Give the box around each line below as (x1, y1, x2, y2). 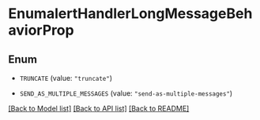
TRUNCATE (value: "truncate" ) (19, 74, 113, 82)
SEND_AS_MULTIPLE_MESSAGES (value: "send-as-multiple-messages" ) (19, 89, 233, 98)
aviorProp (8, 21, 74, 39)
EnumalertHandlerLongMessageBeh (8, 5, 253, 23)
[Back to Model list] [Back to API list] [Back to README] (8, 104, 190, 113)
